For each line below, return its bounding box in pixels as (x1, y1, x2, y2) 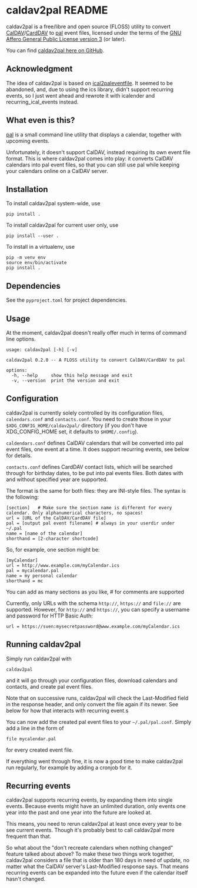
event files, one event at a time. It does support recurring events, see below (6, 445, 189, 453)
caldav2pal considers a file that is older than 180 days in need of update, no (6, 857, 190, 864)
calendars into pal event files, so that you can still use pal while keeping (6, 161, 180, 168)
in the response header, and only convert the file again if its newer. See (6, 700, 179, 707)
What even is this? (6, 115, 75, 125)
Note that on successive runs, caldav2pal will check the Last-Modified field (6, 695, 189, 702)
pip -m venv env (6, 255, 46, 261)
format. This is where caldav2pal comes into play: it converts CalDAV (6, 155, 173, 162)
